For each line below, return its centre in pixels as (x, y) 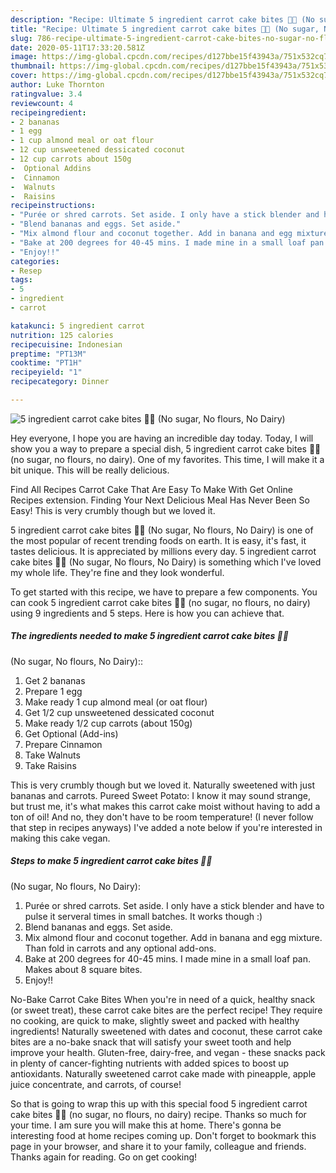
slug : (21, 38)
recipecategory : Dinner (60, 382)
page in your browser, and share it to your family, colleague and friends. (158, 1146)
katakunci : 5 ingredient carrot (77, 326)
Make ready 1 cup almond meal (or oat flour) (116, 702)
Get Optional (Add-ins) (71, 733)
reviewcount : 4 (42, 103)
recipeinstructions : (53, 206)
